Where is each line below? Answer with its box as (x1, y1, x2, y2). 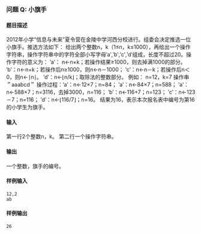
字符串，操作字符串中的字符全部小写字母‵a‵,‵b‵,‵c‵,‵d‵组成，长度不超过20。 (6, 51, 187, 58)
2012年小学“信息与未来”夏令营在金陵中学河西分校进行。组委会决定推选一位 (6, 36, 191, 43)
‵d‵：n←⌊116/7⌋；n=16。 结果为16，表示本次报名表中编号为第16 (40, 96, 195, 103)
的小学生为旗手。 (6, 103, 49, 111)
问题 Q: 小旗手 (6, 5, 47, 13)
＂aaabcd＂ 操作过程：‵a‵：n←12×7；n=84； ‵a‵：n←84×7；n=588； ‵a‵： (6, 81, 189, 88)
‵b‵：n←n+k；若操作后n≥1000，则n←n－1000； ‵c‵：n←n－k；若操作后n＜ (6, 66, 190, 73)
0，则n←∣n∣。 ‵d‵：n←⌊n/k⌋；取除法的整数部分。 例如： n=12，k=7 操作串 (6, 73, 190, 81)
